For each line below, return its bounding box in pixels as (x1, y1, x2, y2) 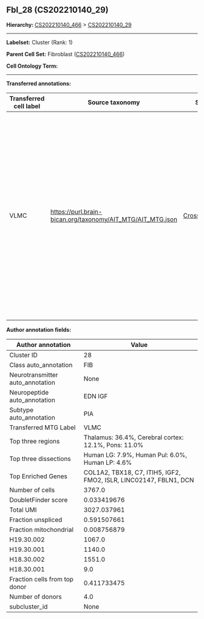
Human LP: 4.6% (83, 458, 132, 467)
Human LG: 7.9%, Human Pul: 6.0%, (83, 451, 187, 459)
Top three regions (9, 437, 60, 445)
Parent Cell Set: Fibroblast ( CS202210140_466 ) (6, 50, 125, 57)
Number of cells (9, 485, 55, 494)
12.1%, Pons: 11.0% (83, 440, 144, 449)
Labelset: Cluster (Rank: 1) (6, 38, 73, 46)
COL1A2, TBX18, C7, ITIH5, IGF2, (83, 468, 181, 476)
